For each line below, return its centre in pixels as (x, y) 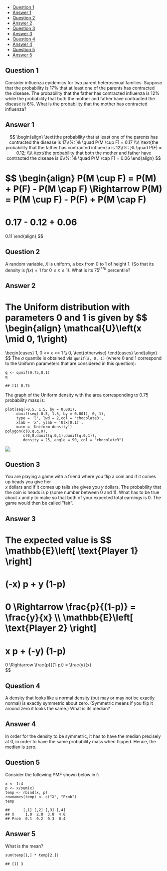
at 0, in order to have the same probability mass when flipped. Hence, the (81, 741)
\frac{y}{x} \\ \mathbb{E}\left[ (69, 618)
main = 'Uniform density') (44, 427)
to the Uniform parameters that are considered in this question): (71, 363)
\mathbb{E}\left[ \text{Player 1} (72, 551)
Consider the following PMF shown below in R (52, 774)
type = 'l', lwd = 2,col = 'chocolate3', (60, 418)
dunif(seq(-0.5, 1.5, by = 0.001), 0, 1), (61, 414)
